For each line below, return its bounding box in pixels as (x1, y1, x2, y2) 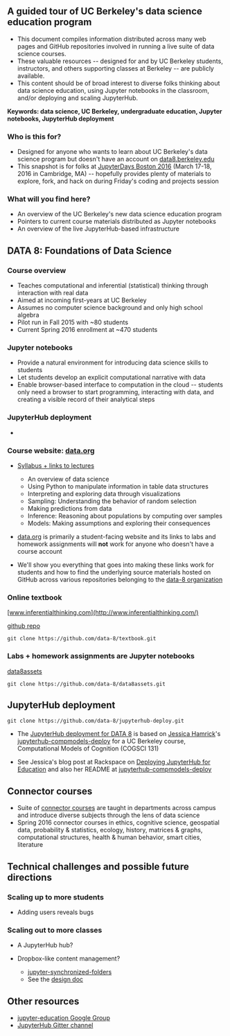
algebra (17, 311, 39, 319)
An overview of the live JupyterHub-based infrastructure (17, 225, 180, 233)
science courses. (17, 49, 67, 58)
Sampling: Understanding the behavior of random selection (27, 497, 197, 505)
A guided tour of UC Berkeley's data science (7, 6, 202, 17)
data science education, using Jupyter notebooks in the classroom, (17, 86, 210, 94)
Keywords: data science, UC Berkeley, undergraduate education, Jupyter (7, 107, 223, 115)
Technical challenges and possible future (7, 861, 189, 872)
